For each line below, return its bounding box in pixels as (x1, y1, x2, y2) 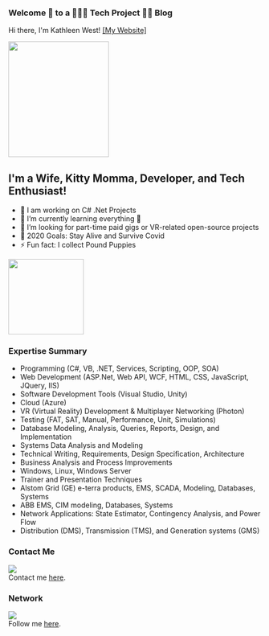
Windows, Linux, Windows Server (19, 466, 132, 476)
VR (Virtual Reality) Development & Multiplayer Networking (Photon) (19, 406, 245, 416)
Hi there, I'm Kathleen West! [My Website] (8, 26, 147, 35)
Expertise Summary (8, 346, 88, 357)
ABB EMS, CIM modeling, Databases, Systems (19, 500, 173, 510)
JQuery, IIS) (19, 381, 60, 391)
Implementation (19, 432, 72, 441)
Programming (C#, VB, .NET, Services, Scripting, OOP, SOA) (19, 363, 219, 373)
